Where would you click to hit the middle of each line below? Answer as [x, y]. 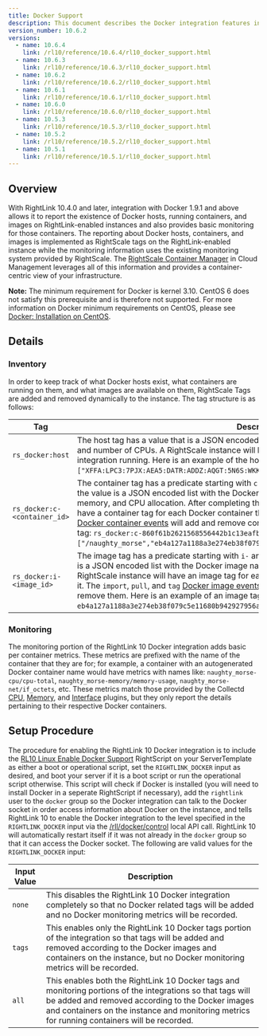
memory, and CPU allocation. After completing [163, 503]
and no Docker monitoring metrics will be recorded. [142, 915]
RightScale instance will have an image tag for [163, 575]
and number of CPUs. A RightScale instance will [166, 449]
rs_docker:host [41, 455]
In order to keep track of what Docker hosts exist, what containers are [122, 381]
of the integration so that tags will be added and [135, 937]
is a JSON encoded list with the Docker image [162, 565]
